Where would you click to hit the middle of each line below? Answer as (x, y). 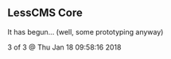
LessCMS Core (45, 13)
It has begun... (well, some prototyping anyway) (85, 31)
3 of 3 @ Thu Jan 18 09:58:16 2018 (64, 47)
